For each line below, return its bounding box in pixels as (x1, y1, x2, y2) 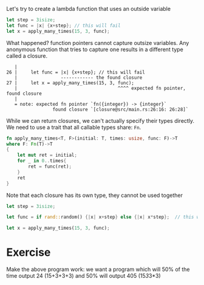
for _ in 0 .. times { (17, 158, 67, 164)
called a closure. (6, 52, 47, 60)
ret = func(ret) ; (28, 163, 72, 170)
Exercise (6, 246, 51, 259)
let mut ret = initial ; (17, 152, 78, 159)
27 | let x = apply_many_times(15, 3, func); (6, 80, 135, 86)
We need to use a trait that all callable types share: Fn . (6, 123, 141, 131)
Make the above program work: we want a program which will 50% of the (6, 266, 190, 273)
